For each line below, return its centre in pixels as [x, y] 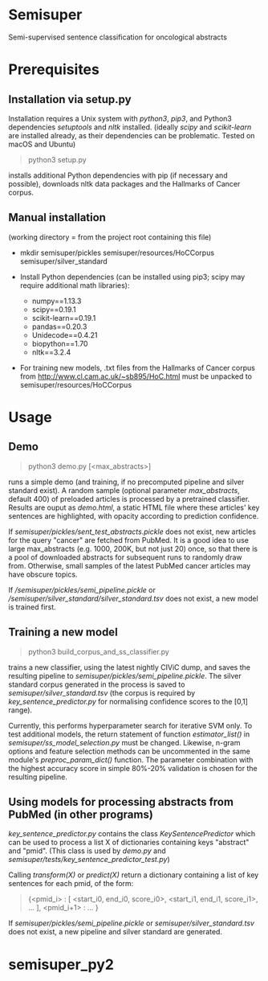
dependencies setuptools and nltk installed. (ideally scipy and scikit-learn [130, 127]
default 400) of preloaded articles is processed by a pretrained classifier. [129, 499]
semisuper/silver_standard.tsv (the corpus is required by [102, 692]
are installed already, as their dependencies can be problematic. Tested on [132, 135]
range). [20, 710]
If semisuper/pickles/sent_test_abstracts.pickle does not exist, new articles [132, 532]
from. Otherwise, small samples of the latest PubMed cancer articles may [130, 565]
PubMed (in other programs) [81, 814]
